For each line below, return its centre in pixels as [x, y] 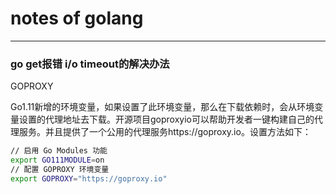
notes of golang [77, 18]
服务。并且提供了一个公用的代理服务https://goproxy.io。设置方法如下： [165, 132]
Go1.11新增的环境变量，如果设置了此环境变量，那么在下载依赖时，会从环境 [162, 107]
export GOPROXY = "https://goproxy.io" [89, 178]
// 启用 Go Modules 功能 [59, 151]
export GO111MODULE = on [57, 160]
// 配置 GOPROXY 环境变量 [60, 169]
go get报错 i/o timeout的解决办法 [90, 64]
